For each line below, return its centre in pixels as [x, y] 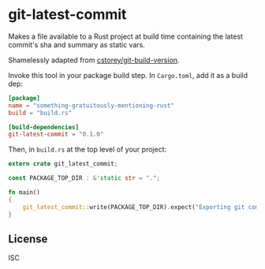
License [28, 239]
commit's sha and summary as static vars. [77, 44]
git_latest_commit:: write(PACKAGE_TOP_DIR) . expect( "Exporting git [134, 207]
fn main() [24, 192]
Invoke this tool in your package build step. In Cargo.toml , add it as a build [128, 75]
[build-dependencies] [44, 127]
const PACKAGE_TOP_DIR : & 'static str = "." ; [84, 178]
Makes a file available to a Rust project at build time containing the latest [125, 36]
